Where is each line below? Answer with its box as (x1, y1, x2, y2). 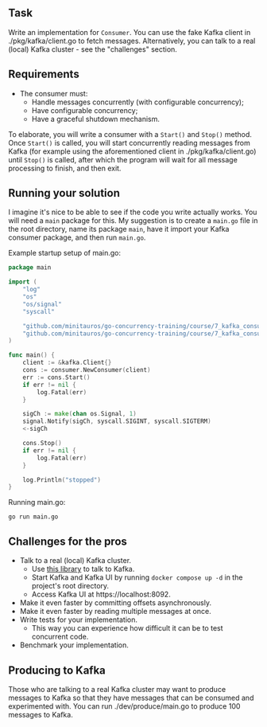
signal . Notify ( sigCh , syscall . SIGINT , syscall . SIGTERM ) (22, 417, 212, 425)
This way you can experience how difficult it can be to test (31, 623, 224, 633)
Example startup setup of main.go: (8, 248, 122, 258)
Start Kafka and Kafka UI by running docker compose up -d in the (31, 573, 243, 582)
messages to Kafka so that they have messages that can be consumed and (8, 693, 254, 702)
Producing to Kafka (8, 663, 106, 677)
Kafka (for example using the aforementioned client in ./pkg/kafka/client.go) (8, 147, 257, 156)
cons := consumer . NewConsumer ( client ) (22, 366, 151, 374)
